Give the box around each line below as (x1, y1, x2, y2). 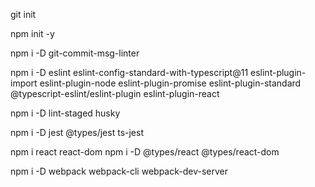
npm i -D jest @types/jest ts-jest (10, 127, 144, 138)
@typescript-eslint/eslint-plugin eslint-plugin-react (10, 88, 220, 99)
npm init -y (10, 28, 55, 39)
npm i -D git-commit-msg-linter (10, 47, 140, 59)
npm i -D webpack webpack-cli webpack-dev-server (10, 165, 228, 177)
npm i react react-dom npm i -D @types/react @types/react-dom (10, 146, 280, 158)
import (10, 77, 38, 89)
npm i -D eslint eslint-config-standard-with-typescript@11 (10, 67, 249, 78)
